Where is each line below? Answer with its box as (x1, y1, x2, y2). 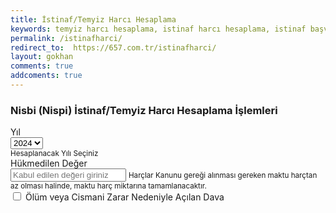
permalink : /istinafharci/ (10, 33, 123, 43)
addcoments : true (10, 71, 83, 81)
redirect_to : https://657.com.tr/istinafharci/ (10, 42, 217, 53)
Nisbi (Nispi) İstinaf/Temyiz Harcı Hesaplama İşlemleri (10, 103, 278, 117)
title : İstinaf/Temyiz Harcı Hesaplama (10, 14, 177, 25)
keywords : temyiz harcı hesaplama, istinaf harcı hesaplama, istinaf (10, 24, 307, 34)
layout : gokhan (10, 52, 74, 62)
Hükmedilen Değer (10, 157, 88, 170)
